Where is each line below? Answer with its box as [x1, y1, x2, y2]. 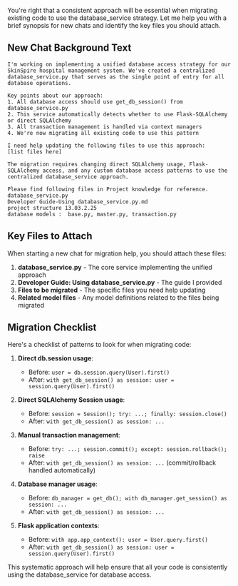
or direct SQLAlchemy [7, 117, 72, 124]
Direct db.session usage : [17, 354, 94, 363]
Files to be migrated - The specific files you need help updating [17, 286, 206, 294]
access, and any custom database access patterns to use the [42, 167, 228, 174]
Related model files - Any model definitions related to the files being [17, 293, 219, 302]
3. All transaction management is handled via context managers [7, 123, 202, 131]
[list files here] [7, 148, 62, 156]
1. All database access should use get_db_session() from [7, 98, 183, 106]
